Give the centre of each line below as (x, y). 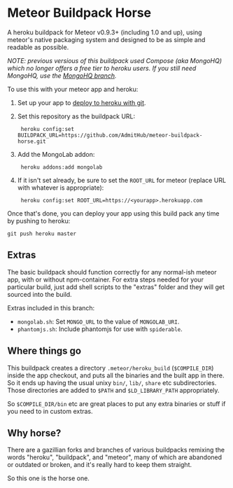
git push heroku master (42, 233)
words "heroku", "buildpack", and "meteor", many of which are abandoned (115, 457)
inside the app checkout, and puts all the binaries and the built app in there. (116, 375)
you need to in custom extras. (50, 411)
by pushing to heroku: (39, 221)
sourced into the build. (40, 294)
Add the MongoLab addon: (56, 154)
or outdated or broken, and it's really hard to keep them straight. (100, 465)
